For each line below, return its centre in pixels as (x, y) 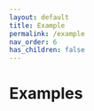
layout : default (39, 17)
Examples (46, 94)
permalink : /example (47, 33)
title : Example (37, 26)
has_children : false (47, 50)
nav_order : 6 (33, 42)
